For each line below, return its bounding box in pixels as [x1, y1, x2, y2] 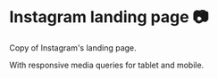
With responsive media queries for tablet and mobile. [9, 59, 205, 70]
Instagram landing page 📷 [9, 7, 209, 28]
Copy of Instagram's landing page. [9, 42, 137, 53]
